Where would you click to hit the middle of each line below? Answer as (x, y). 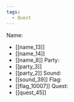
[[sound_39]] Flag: (39, 79)
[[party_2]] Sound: (38, 73)
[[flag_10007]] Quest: (42, 86)
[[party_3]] (28, 66)
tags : (13, 12)
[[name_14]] (30, 53)
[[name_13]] (30, 47)
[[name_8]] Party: (37, 60)
